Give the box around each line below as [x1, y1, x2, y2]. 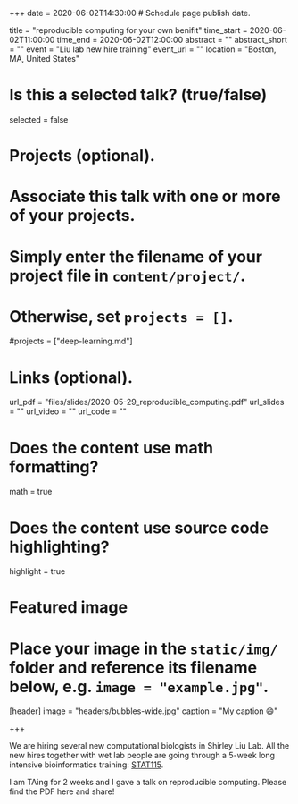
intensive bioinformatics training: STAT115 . [9, 759, 164, 770]
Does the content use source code [9, 518, 269, 537]
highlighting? [9, 537, 110, 557]
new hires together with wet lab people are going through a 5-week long [9, 750, 275, 761]
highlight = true [9, 566, 66, 577]
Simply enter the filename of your [9, 246, 263, 267]
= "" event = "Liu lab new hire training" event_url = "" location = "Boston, [9, 44, 277, 55]
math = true [9, 487, 53, 497]
